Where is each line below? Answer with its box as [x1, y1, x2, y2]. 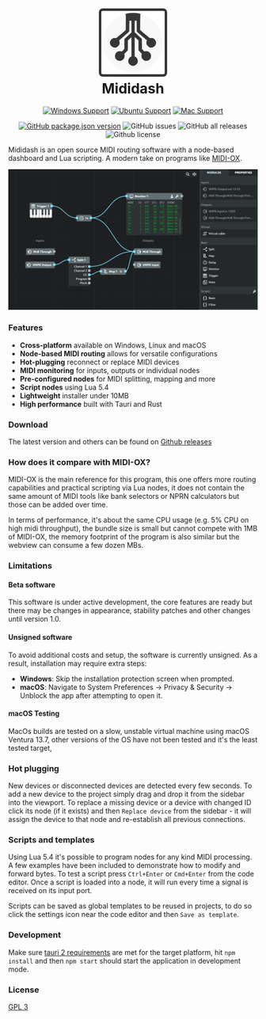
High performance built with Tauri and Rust [19, 399, 162, 409]
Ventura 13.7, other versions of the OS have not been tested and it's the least [8, 735, 258, 744]
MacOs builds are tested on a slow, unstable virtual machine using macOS [8, 726, 250, 736]
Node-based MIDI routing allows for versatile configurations [19, 348, 218, 358]
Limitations [8, 561, 53, 572]
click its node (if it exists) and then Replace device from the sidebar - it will [8, 806, 252, 816]
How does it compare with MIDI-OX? [8, 456, 150, 467]
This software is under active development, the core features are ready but [8, 598, 253, 607]
